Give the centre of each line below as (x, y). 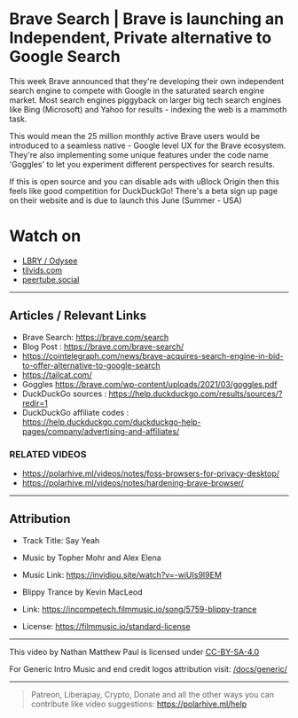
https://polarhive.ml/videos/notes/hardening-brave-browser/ (133, 482)
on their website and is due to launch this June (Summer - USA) (125, 200)
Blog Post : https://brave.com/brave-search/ (103, 347)
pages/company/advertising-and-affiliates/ (101, 431)
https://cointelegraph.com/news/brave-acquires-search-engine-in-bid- (153, 355)
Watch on (45, 236)
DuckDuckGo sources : (64, 394)
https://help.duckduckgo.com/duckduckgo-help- (111, 422)
